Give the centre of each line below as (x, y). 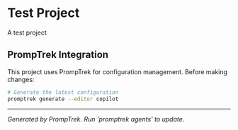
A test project (27, 32)
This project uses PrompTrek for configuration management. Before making (118, 71)
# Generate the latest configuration (63, 92)
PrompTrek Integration (58, 55)
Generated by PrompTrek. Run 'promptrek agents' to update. (96, 119)
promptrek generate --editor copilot (63, 99)
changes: (21, 79)
